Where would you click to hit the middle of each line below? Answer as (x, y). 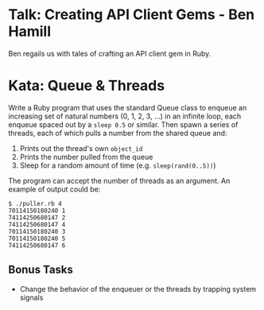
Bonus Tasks (41, 270)
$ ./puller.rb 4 (35, 203)
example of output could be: (54, 189)
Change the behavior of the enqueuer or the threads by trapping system (138, 289)
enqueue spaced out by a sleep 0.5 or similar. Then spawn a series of (123, 124)
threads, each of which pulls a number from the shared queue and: (118, 133)
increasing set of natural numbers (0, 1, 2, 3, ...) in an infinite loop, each (125, 116)
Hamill (30, 31)
